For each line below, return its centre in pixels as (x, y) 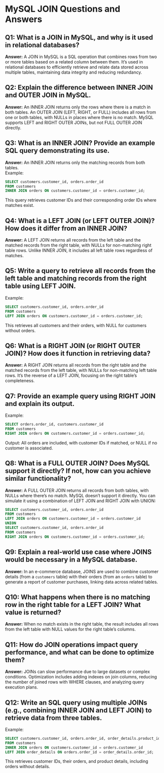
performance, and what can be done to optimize (80, 652)
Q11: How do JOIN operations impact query (72, 644)
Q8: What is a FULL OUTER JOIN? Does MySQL (77, 463)
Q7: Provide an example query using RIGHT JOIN (80, 396)
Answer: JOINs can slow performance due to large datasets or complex (78, 671)
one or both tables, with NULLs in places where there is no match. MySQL (79, 117)
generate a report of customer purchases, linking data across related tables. (82, 582)
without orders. (20, 330)
